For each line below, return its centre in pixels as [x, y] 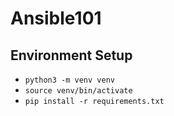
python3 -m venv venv [69, 80]
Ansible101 [56, 18]
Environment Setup [71, 55]
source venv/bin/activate [78, 91]
